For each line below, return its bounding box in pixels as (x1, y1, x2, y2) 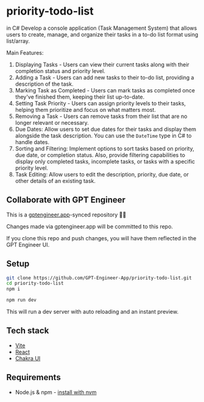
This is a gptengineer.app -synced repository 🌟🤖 (6, 211, 127, 218)
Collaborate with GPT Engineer (6, 195, 126, 205)
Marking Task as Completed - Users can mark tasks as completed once (15, 86, 195, 94)
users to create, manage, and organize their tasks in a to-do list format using (6, 30, 199, 38)
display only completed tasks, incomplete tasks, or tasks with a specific (15, 158, 195, 165)
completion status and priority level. (15, 67, 105, 74)
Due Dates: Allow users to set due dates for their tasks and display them (15, 125, 197, 133)
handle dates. (15, 138, 50, 145)
